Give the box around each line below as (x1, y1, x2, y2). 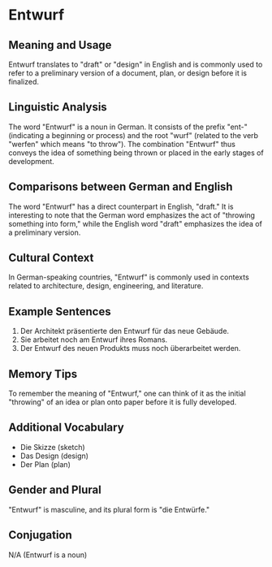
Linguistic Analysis (8, 100, 107, 115)
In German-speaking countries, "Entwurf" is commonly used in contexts (8, 272, 249, 282)
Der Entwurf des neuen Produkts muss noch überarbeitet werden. (19, 344, 241, 353)
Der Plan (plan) (19, 459, 71, 469)
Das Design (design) (19, 451, 89, 461)
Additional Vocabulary (8, 421, 124, 435)
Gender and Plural (8, 483, 101, 497)
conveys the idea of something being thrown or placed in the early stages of (8, 148, 264, 158)
